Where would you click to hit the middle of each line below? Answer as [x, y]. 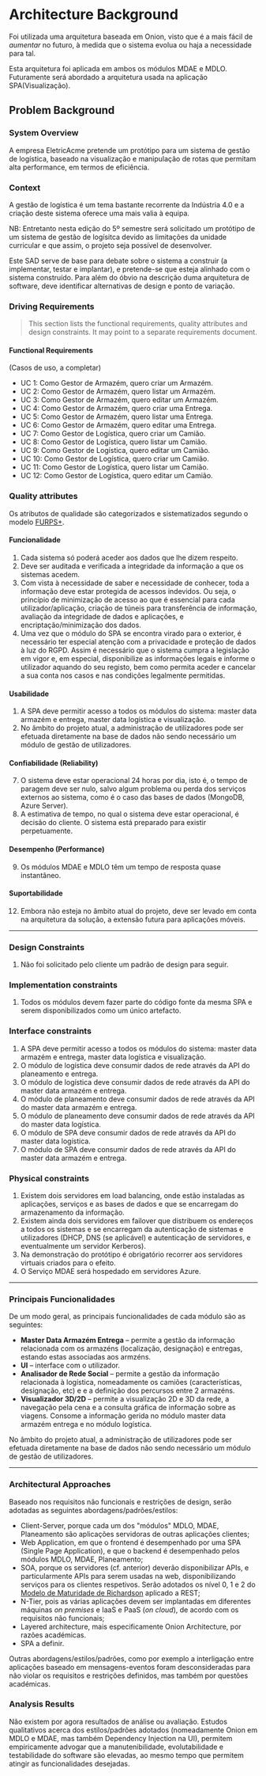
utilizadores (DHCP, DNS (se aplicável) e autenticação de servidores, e [135, 1238]
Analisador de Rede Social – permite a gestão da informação [120, 1374]
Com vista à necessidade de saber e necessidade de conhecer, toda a [135, 583]
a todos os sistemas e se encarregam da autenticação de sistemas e [132, 1229]
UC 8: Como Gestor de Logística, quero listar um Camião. [114, 442]
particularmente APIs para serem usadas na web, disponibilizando [128, 1576]
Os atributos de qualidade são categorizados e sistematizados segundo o [129, 513]
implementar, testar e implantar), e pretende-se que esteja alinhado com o [130, 269]
